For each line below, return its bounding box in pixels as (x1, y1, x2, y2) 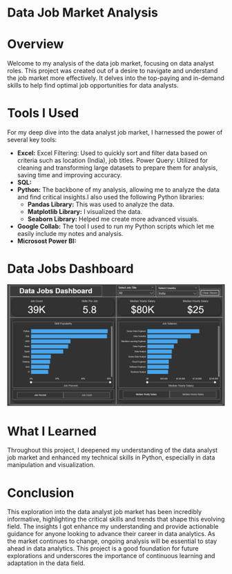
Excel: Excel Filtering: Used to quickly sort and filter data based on (17, 149, 207, 157)
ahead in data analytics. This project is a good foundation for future (7, 544, 199, 553)
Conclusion (7, 485, 75, 501)
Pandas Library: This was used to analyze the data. (27, 200, 175, 208)
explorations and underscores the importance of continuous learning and (7, 552, 215, 560)
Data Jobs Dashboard (7, 261, 134, 277)
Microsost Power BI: (17, 237, 77, 246)
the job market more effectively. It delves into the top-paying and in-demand (7, 74, 224, 82)
